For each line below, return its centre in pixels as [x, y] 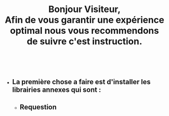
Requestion [38, 107]
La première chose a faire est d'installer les [81, 82]
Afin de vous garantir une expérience [85, 20]
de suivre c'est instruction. [85, 42]
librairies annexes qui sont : [56, 90]
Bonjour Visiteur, [85, 9]
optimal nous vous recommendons [85, 31]
